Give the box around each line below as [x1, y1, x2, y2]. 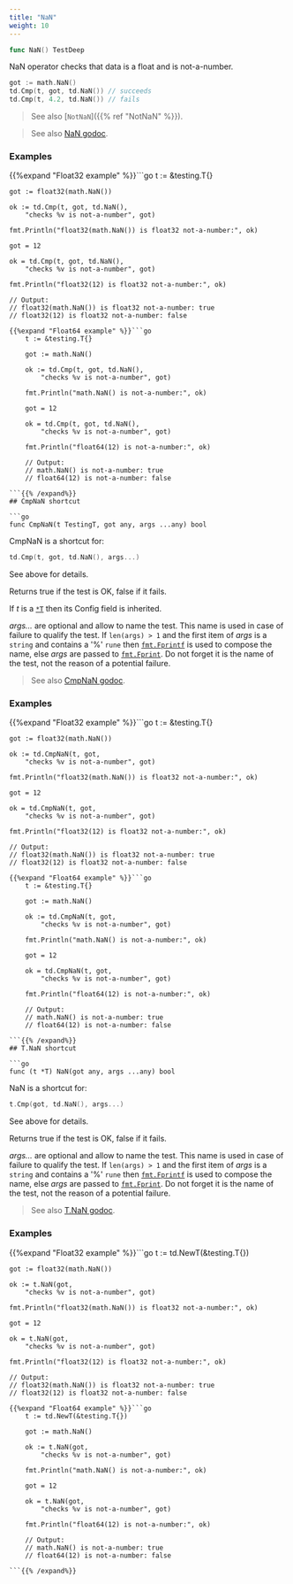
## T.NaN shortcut [9, 1044, 77, 1053]
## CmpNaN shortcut [9, 497, 81, 506]
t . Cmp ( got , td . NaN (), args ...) [9, 1100, 124, 1109]
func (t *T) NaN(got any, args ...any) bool [9, 1067, 176, 1076]
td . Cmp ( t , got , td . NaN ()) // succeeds [9, 87, 152, 96]
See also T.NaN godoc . [30, 1205, 116, 1216]
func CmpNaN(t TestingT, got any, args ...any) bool [9, 520, 207, 529]
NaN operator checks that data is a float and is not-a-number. [9, 61, 234, 72]
